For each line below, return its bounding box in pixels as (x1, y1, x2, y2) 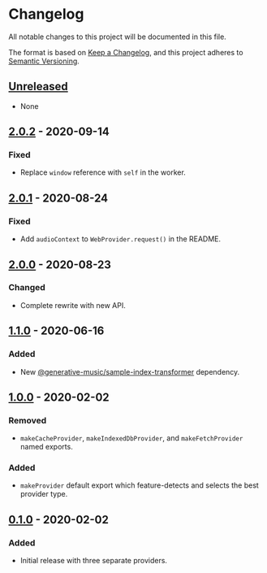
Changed (8, 282, 46, 293)
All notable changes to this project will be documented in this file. (8, 32, 227, 41)
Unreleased (8, 80, 69, 93)
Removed (8, 415, 47, 426)
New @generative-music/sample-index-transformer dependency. (19, 367, 240, 376)
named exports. (19, 442, 73, 452)
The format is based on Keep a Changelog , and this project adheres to (8, 47, 243, 57)
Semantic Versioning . (8, 56, 80, 66)
